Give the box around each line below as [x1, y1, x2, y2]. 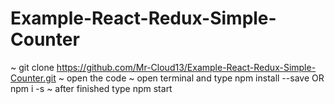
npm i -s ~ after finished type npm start [10, 82, 173, 94]
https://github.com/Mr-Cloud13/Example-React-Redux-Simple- [56, 61, 317, 73]
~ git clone [10, 61, 55, 73]
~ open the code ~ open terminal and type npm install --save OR [58, 72, 325, 84]
